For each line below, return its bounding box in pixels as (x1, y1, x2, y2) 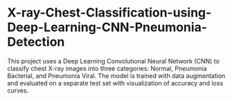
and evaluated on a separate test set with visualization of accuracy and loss (7, 79, 224, 87)
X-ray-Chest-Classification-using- (7, 5, 212, 21)
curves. (7, 86, 29, 94)
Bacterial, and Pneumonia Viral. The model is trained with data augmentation (7, 71, 226, 80)
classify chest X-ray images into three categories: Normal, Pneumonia (7, 64, 207, 72)
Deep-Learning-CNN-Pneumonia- (7, 19, 208, 35)
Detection (7, 34, 65, 50)
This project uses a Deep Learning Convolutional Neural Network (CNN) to (7, 57, 220, 65)
